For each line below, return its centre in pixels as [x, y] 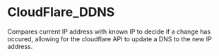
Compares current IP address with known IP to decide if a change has [109, 31]
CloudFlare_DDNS [61, 12]
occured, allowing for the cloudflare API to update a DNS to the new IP [109, 38]
